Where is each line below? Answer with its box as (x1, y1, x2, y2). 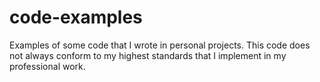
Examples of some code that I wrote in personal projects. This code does (9, 39, 311, 51)
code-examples (9, 6, 143, 29)
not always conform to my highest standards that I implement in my (9, 49, 287, 61)
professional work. (9, 60, 86, 72)
